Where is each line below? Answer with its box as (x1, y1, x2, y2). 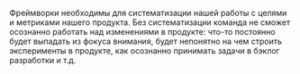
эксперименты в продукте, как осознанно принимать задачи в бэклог (9, 45, 280, 56)
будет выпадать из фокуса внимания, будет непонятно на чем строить (9, 36, 282, 46)
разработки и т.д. (9, 55, 77, 65)
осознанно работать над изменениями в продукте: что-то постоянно (9, 27, 277, 37)
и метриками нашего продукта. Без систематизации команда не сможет (9, 17, 291, 28)
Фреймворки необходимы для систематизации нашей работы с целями (9, 8, 287, 18)
